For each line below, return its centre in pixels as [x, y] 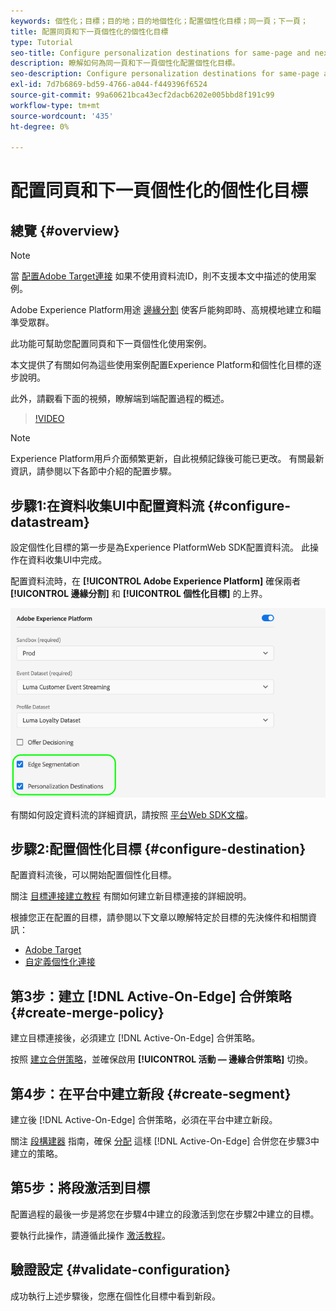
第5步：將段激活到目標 [80, 1188]
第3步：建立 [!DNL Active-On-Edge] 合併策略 [151, 996]
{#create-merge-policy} [87, 1012]
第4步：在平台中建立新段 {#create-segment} [151, 1093]
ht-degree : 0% [40, 126]
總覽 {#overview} [65, 230]
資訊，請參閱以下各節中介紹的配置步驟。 [93, 471]
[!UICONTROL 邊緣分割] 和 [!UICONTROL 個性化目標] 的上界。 [139, 594]
